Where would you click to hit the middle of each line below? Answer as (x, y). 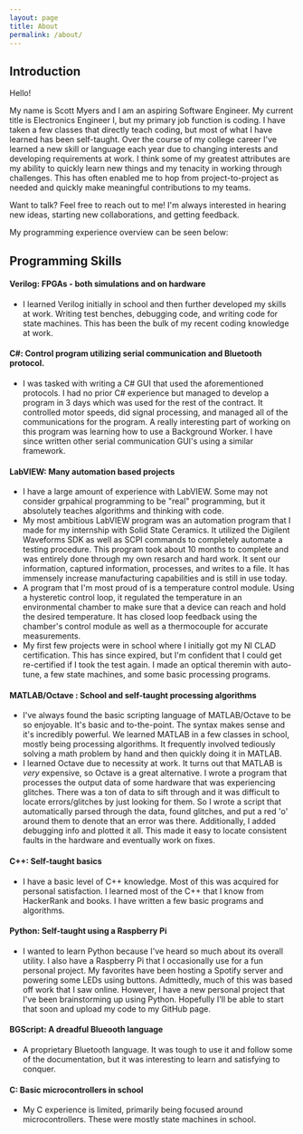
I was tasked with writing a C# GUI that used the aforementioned (143, 383)
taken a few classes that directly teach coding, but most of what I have (141, 130)
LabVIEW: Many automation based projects (92, 471)
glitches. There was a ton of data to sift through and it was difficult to (151, 793)
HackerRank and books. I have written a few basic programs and (143, 900)
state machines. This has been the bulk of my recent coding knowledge (156, 323)
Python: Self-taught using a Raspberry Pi (88, 931)
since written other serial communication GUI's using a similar (137, 441)
